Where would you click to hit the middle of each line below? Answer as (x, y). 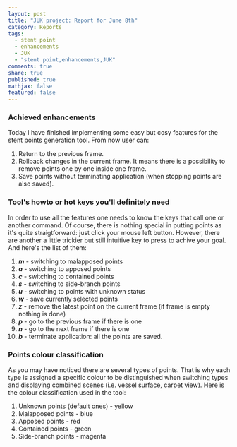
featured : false (32, 93)
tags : (16, 34)
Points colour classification (56, 354)
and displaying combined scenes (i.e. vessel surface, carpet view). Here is (116, 385)
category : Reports (35, 27)
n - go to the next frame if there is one (74, 328)
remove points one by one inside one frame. (82, 169)
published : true (32, 79)
